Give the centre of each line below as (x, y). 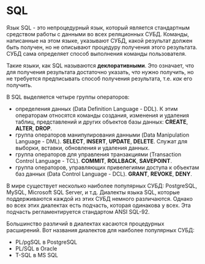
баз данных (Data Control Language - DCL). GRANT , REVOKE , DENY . (104, 174)
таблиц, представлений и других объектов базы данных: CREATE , (102, 122)
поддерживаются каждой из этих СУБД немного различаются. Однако (99, 198)
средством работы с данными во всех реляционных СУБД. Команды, (98, 34)
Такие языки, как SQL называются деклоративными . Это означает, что (100, 66)
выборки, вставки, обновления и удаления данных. (82, 148)
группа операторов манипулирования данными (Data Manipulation (102, 135)
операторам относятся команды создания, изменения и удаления (102, 115)
